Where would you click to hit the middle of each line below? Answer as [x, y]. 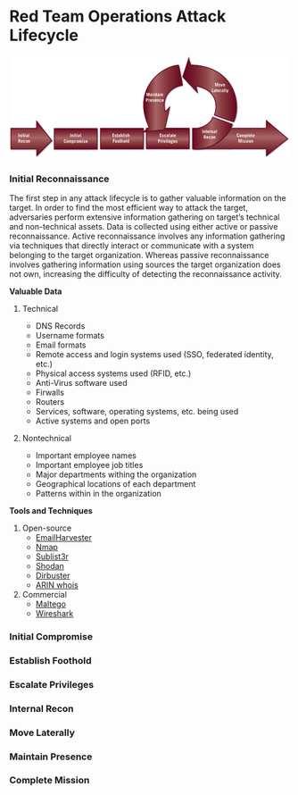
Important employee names [86, 456]
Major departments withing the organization [116, 474]
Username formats [70, 336]
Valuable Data [36, 291]
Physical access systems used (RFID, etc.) [113, 373]
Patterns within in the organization [99, 494]
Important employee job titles [89, 465]
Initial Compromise [51, 636]
